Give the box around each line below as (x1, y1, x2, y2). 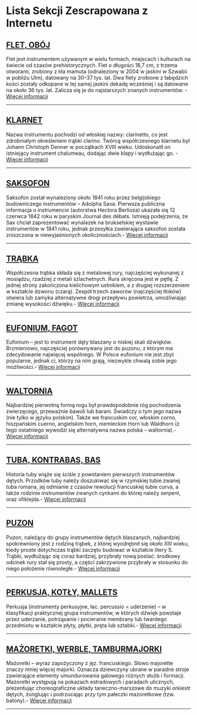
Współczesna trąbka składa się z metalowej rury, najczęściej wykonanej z (6, 269, 184, 276)
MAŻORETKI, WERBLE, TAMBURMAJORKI (6, 644, 162, 654)
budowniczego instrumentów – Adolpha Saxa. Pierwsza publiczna (6, 200, 165, 207)
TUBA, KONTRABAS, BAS (6, 455, 101, 465)
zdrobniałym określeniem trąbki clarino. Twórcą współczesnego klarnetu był (6, 137, 190, 144)
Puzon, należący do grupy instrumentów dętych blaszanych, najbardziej (6, 534, 180, 541)
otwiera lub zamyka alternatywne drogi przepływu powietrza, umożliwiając (6, 294, 187, 301)
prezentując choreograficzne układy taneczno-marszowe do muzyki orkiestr (6, 684, 191, 692)
